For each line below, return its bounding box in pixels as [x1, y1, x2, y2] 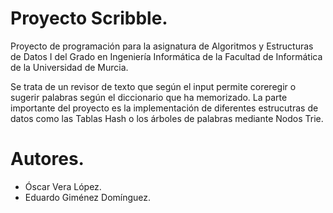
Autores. [10, 148, 85, 171]
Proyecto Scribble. [10, 7, 168, 30]
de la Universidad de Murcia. [10, 61, 129, 73]
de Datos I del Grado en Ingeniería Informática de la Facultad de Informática [10, 50, 323, 62]
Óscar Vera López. [24, 180, 102, 192]
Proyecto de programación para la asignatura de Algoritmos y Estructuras [10, 40, 314, 52]
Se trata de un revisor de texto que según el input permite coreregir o [10, 80, 297, 92]
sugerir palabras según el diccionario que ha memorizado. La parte [10, 91, 288, 103]
